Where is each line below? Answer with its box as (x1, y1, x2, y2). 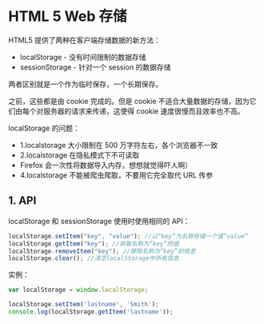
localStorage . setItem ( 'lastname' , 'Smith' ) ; (8, 301, 159, 309)
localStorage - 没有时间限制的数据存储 (19, 52, 146, 62)
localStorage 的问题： (8, 123, 80, 133)
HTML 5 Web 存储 (8, 7, 127, 26)
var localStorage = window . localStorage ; (8, 286, 149, 294)
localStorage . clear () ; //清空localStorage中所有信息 (8, 254, 180, 262)
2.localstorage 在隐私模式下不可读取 (19, 150, 140, 160)
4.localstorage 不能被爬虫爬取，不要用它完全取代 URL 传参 (19, 170, 214, 180)
